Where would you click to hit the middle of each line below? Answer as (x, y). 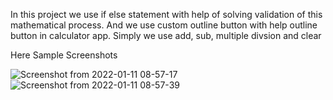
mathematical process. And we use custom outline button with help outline (164, 25)
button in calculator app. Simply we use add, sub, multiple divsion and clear (166, 35)
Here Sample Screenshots (64, 55)
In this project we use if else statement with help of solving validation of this (166, 14)
